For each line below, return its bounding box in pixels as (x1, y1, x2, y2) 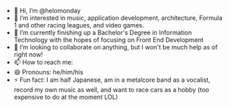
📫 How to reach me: (13, 58, 74, 66)
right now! (13, 50, 43, 58)
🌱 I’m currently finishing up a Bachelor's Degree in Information (13, 28, 192, 36)
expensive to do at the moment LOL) (13, 93, 118, 101)
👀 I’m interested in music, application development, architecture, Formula (13, 14, 223, 22)
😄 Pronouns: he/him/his (13, 68, 83, 76)
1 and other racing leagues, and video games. (13, 21, 144, 29)
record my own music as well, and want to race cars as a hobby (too (13, 86, 210, 94)
